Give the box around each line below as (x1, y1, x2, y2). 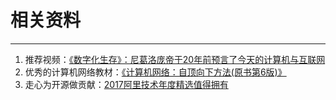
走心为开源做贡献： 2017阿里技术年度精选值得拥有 (24, 78, 229, 90)
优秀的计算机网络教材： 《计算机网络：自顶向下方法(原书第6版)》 (24, 66, 287, 78)
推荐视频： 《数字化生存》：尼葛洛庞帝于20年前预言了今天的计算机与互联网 (24, 53, 326, 65)
